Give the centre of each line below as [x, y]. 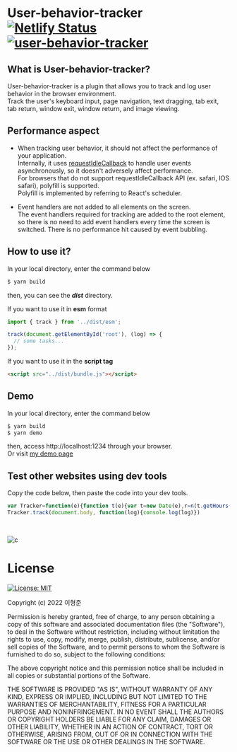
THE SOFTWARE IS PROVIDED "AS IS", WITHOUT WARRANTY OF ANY [110, 689]
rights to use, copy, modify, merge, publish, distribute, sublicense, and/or [114, 639]
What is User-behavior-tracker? [79, 69]
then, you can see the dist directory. [60, 295]
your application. [42, 155]
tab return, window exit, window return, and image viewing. [93, 109]
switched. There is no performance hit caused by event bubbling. [113, 229]
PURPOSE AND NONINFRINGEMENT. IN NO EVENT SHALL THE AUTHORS [116, 712]
